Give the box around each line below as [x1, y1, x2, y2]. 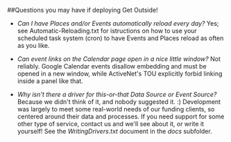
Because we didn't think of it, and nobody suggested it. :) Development [17, 98, 221, 106]
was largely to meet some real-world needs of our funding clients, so [17, 105, 215, 113]
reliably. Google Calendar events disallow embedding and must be [17, 62, 207, 70]
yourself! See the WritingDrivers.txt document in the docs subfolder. [17, 127, 213, 135]
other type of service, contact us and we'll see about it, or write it [17, 120, 205, 127]
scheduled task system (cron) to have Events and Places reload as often [17, 34, 224, 42]
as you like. [17, 42, 50, 49]
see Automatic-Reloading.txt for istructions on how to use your [17, 27, 198, 35]
